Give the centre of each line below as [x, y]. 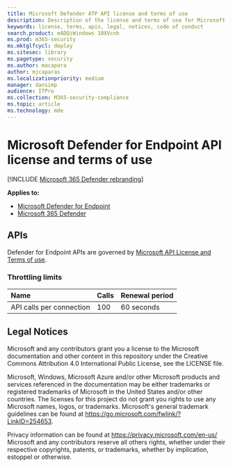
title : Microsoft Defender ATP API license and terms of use [98, 14]
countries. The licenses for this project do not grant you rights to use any [112, 399]
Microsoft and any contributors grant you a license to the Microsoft [103, 348]
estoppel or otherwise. [39, 457]
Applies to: [23, 193]
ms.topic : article [34, 104]
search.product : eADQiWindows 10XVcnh [63, 33]
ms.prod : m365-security [42, 40]
